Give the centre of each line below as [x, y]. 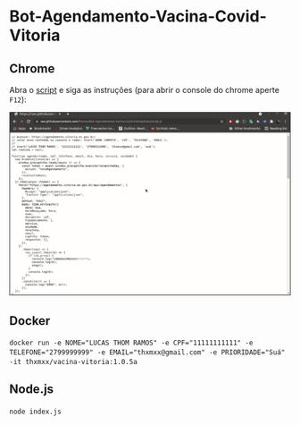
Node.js [32, 390]
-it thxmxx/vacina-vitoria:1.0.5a [74, 362]
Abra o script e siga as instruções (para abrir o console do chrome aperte [144, 90]
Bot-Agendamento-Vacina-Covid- [138, 17]
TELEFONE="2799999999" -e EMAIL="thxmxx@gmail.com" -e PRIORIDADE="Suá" [147, 353]
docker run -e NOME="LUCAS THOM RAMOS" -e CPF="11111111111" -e [131, 343]
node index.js [36, 412]
